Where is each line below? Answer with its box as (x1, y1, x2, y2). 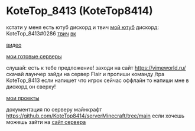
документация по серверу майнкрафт (6, 106, 102, 113)
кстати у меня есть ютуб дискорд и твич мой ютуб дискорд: (6, 24, 160, 31)
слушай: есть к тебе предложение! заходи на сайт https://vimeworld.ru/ (6, 64, 186, 71)
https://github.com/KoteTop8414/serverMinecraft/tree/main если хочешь (6, 112, 185, 119)
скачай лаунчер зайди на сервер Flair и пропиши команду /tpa (6, 70, 165, 77)
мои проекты (6, 94, 40, 101)
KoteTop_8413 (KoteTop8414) (6, 4, 154, 18)
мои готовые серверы (6, 53, 62, 60)
